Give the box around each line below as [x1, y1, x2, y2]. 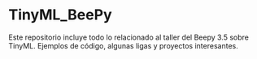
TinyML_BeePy [8, 6, 112, 24]
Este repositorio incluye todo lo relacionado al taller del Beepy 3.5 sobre [8, 32, 250, 42]
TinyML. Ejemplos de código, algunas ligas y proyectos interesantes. [8, 40, 238, 50]
